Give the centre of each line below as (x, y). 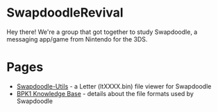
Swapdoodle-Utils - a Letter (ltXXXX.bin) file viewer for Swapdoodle (114, 86)
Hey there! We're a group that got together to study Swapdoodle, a (102, 32)
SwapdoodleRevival (65, 13)
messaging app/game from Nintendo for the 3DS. (77, 39)
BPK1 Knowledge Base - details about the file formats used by (105, 93)
